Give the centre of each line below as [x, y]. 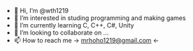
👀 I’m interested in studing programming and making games [100, 18]
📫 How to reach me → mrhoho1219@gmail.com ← [86, 40]
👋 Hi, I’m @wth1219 [41, 11]
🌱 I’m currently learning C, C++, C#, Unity [74, 25]
